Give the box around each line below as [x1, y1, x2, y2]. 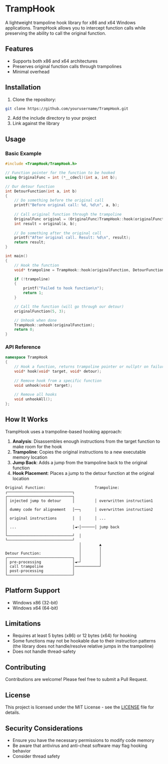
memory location [12, 454, 47, 460]
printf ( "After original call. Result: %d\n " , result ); [14, 235, 131, 240]
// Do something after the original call [14, 231, 101, 236]
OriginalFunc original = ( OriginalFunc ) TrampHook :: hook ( [14, 216, 135, 222]
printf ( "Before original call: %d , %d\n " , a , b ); [14, 203, 120, 208]
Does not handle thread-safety [12, 648, 76, 654]
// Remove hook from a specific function [14, 378, 101, 383]
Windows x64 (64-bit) [12, 605, 58, 611]
